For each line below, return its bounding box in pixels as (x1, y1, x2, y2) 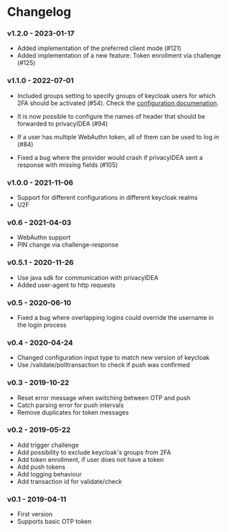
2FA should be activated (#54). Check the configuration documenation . (16, 99, 219, 107)
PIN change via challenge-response (16, 241, 119, 249)
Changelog (7, 4, 71, 20)
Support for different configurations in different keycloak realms (16, 194, 198, 202)
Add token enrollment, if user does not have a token (16, 455, 164, 463)
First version (16, 510, 53, 518)
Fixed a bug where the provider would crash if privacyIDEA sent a (16, 153, 203, 161)
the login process (16, 321, 67, 329)
